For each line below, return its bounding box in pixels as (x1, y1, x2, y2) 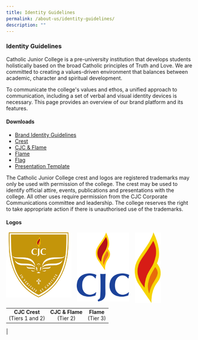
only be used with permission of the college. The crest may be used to (6, 180, 178, 187)
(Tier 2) (57, 315, 76, 322)
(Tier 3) (87, 315, 106, 322)
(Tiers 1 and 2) (8, 315, 46, 322)
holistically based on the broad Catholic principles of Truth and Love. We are (6, 62, 193, 69)
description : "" (6, 22, 46, 28)
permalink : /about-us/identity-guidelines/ (6, 15, 115, 22)
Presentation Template (14, 162, 70, 169)
